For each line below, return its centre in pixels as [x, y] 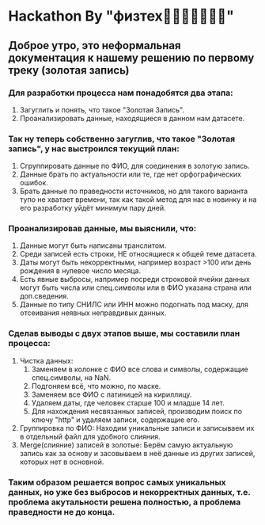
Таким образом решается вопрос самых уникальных [117, 482]
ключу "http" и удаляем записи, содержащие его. [115, 420]
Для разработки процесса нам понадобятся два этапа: [121, 93]
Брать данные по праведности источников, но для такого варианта [134, 191]
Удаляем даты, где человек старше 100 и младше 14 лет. [128, 402]
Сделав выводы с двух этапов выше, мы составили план [124, 333]
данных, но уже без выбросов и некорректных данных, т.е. [129, 492]
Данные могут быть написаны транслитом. [93, 245]
